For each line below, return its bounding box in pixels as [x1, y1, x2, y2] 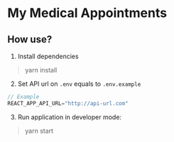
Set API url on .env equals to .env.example [17, 80, 141, 88]
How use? [7, 33, 53, 45]
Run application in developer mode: [17, 112, 122, 121]
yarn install [24, 66, 58, 74]
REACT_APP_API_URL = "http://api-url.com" [7, 99, 129, 107]
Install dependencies [17, 52, 80, 60]
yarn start [24, 126, 54, 135]
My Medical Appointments [7, 5, 168, 21]
